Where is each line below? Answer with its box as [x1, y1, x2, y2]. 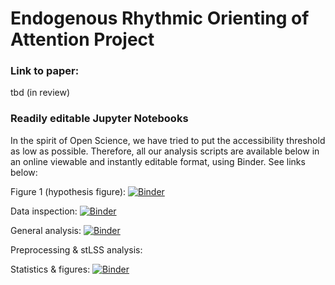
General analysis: [10, 224, 82, 236]
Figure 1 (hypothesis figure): [10, 185, 127, 197]
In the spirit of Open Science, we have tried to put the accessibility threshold [10, 134, 326, 146]
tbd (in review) [10, 87, 71, 99]
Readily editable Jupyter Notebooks [10, 112, 189, 126]
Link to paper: [10, 64, 80, 78]
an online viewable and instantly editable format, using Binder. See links [10, 155, 306, 167]
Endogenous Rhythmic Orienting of [10, 7, 310, 30]
